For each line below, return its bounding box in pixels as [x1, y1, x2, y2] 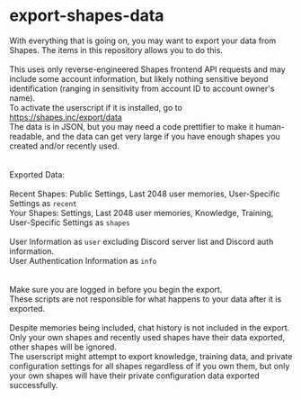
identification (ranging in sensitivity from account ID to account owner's [9, 83, 275, 94]
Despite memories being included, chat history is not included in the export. [9, 322, 290, 333]
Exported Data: [9, 168, 66, 180]
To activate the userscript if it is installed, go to [9, 102, 182, 113]
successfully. [9, 379, 58, 390]
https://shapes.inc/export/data [9, 112, 123, 122]
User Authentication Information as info [9, 255, 157, 266]
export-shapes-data [9, 5, 164, 26]
